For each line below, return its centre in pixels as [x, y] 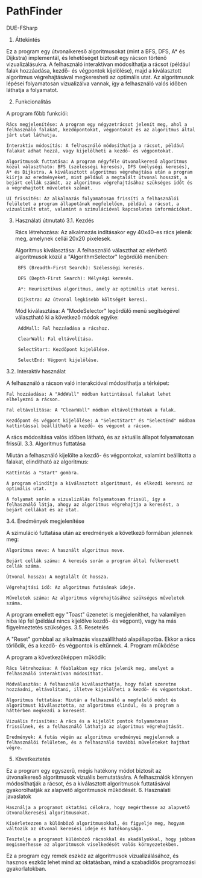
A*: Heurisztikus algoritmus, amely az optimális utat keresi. [99, 289]
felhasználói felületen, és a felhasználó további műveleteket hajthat [98, 742]
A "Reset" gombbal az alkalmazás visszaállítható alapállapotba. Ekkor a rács [101, 639]
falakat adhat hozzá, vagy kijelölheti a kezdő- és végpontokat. [90, 151]
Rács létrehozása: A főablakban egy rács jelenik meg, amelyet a [90, 668]
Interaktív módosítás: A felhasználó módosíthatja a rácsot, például [96, 146]
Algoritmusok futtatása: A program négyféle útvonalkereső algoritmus [97, 162]
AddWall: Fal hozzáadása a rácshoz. [64, 328]
